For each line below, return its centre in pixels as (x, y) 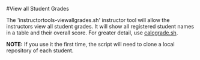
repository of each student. (40, 50)
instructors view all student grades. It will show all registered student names (100, 26)
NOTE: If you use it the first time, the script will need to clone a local (91, 44)
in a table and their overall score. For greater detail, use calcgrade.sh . (92, 33)
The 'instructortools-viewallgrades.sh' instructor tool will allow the (88, 20)
